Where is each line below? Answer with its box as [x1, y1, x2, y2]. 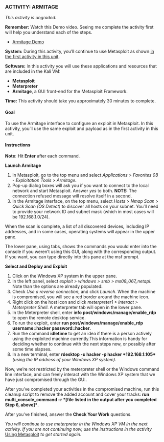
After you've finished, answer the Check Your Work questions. [5, 411, 132, 417]
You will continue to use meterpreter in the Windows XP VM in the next [5, 421, 148, 427]
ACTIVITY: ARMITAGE [5, 3, 59, 10]
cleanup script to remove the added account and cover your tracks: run [5, 391, 149, 397]
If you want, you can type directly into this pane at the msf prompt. [5, 253, 140, 259]
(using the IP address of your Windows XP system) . [12, 356, 117, 362]
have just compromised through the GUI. [5, 377, 87, 382]
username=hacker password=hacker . [12, 325, 91, 331]
